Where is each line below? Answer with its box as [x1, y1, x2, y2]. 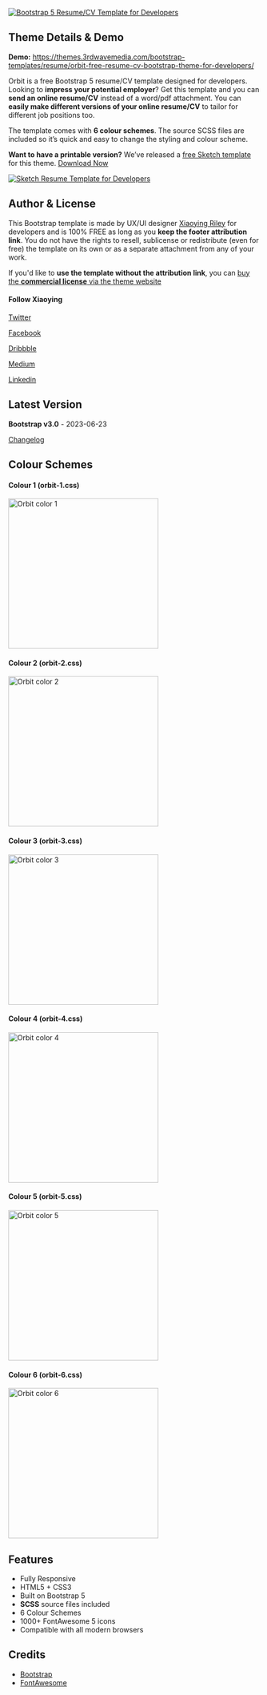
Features [8, 1552, 54, 1566]
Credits [8, 1648, 46, 1662]
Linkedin [8, 374, 37, 384]
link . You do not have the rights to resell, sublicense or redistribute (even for [8, 235, 259, 244]
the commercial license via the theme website [8, 276, 162, 286]
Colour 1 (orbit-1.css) [8, 480, 80, 490]
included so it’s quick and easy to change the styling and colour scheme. [8, 134, 249, 143]
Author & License [8, 197, 96, 211]
